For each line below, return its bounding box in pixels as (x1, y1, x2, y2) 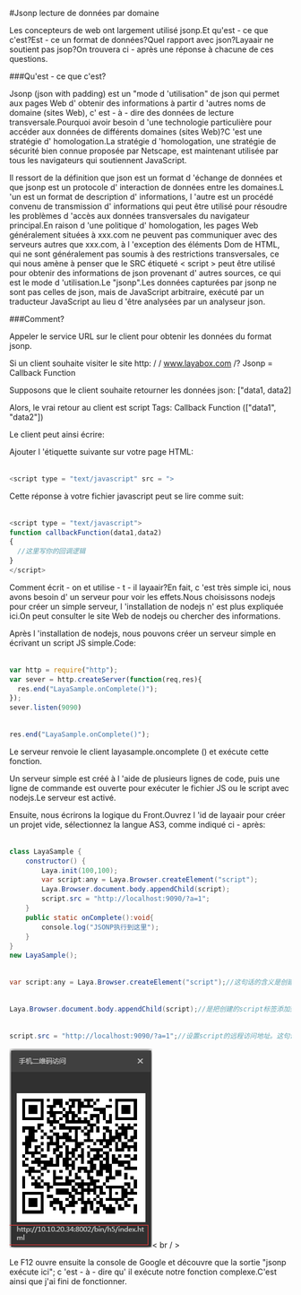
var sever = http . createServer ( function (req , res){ (9, 674, 202, 684)
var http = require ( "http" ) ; (9, 665, 118, 674)
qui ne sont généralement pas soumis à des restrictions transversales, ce (9, 248, 279, 259)
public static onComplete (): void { (25, 913, 154, 922)
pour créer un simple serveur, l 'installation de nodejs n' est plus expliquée (9, 601, 284, 612)
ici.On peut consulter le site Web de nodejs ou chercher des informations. (9, 610, 281, 621)
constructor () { (25, 856, 87, 865)
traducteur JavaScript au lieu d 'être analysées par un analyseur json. (9, 296, 266, 307)
